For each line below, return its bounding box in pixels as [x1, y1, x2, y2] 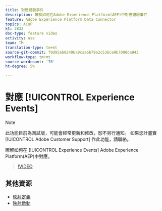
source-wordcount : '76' [5, 59, 56, 64]
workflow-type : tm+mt [5, 54, 51, 60]
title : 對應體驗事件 [5, 7, 44, 13]
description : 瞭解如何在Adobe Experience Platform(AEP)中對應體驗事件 [5, 12, 148, 17]
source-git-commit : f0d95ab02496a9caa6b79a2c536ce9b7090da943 [5, 50, 139, 55]
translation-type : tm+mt [5, 45, 58, 50]
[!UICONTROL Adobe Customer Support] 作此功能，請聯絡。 [5, 136, 131, 142]
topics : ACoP [5, 21, 33, 27]
